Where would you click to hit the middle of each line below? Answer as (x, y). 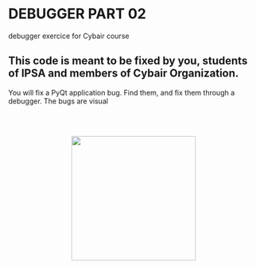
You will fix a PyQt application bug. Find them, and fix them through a (122, 92)
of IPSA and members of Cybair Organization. (124, 74)
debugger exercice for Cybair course (69, 36)
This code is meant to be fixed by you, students (128, 61)
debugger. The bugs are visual (58, 101)
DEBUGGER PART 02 (78, 14)
